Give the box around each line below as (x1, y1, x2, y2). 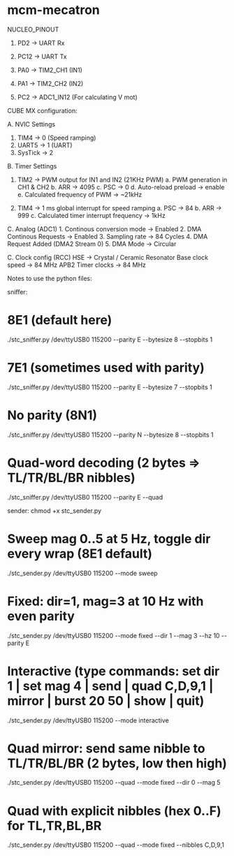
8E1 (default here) (7, 312, 112, 328)
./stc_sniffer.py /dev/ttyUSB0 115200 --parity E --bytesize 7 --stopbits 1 (7, 383, 213, 391)
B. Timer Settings (7, 161, 57, 170)
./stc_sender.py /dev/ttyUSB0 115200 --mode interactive (7, 716, 169, 725)
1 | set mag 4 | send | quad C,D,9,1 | (7, 678, 214, 694)
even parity (7, 608, 75, 624)
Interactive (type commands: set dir (7, 663, 220, 679)
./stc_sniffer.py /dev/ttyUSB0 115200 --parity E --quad (7, 493, 163, 501)
